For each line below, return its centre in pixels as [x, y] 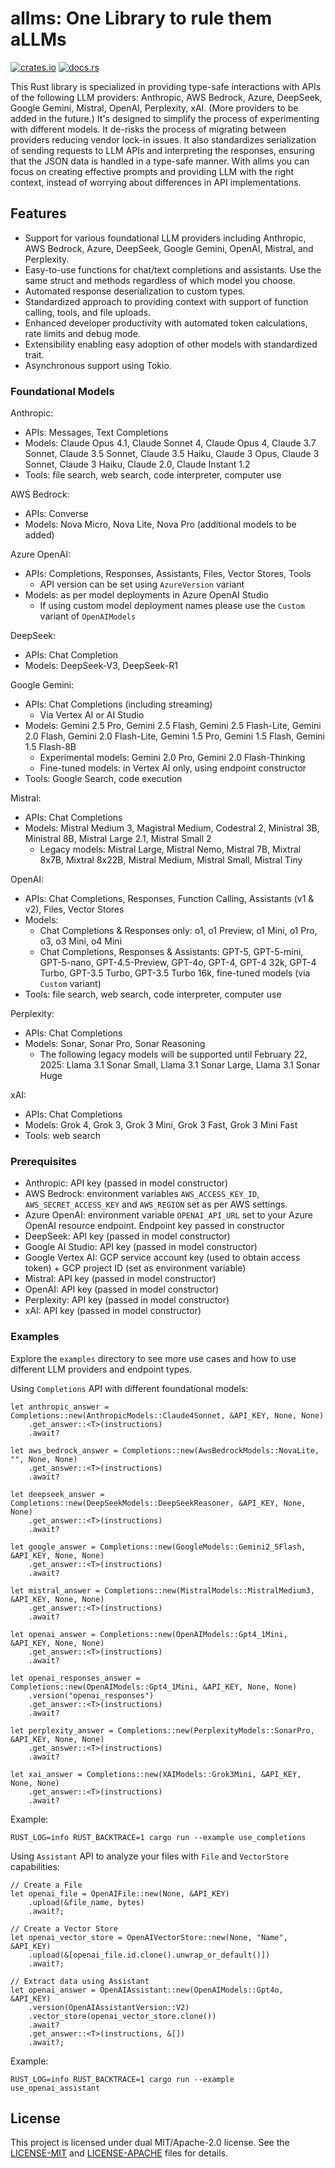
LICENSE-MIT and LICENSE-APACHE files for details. [119, 2153]
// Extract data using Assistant [80, 1981]
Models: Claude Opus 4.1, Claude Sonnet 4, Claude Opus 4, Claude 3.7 [170, 443]
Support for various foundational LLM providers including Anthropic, [165, 238]
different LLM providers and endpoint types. [101, 1369]
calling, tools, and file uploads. [88, 312]
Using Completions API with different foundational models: [129, 1388]
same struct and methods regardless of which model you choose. [160, 280]
